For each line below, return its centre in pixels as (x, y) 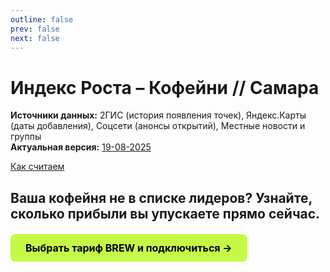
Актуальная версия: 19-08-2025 (81, 147)
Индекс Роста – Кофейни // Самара (165, 87)
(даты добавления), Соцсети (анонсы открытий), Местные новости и (158, 126)
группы (26, 137)
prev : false (35, 29)
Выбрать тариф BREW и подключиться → (129, 248)
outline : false (42, 19)
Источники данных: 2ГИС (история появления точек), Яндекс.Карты (158, 115)
